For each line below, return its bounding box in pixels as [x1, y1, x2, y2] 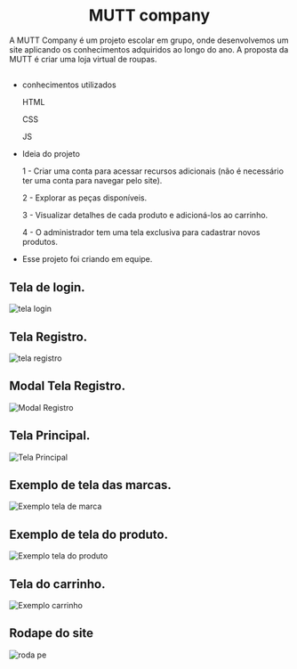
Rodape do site [9, 625, 94, 641]
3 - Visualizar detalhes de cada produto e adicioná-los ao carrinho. [21, 210, 269, 221]
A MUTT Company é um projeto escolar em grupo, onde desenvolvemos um [9, 35, 289, 45]
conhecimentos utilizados [21, 79, 117, 90]
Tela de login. [9, 280, 86, 295]
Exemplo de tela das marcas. [9, 477, 172, 493]
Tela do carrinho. [9, 576, 106, 591]
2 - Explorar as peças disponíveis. [21, 192, 148, 203]
